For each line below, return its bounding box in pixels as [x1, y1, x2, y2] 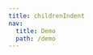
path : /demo [15, 34, 57, 43]
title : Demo [15, 27, 57, 35]
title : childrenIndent [8, 11, 85, 20]
